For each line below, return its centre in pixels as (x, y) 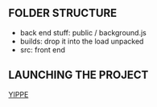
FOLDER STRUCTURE (63, 13)
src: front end (43, 49)
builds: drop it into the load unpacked (82, 41)
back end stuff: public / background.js (83, 32)
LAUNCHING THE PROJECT (78, 75)
